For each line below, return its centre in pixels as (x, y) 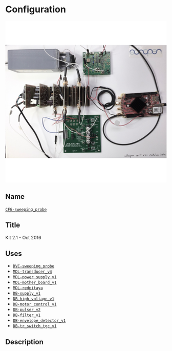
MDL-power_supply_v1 (35, 277)
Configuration (36, 9)
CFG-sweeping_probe (26, 209)
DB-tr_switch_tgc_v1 (35, 326)
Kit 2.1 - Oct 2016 (23, 237)
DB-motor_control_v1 (35, 304)
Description (24, 342)
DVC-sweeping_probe (34, 266)
